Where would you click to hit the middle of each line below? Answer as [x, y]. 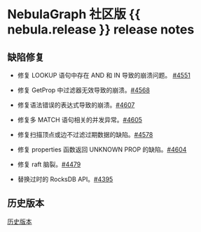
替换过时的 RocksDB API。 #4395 [65, 179]
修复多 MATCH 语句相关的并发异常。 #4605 [79, 120]
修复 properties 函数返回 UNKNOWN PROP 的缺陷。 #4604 [102, 150]
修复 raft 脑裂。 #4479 [49, 164]
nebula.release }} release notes [101, 30]
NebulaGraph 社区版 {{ [74, 14]
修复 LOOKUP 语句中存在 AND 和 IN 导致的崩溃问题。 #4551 [104, 75]
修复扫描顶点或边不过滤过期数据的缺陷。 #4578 [85, 135]
